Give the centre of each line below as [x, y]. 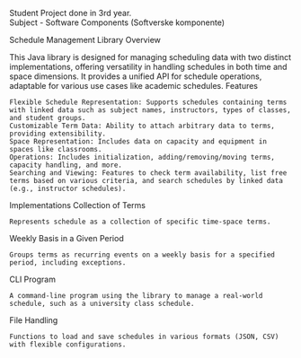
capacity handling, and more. [66, 165]
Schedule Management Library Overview [85, 40]
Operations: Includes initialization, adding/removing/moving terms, [142, 157]
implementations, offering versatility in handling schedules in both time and [148, 67]
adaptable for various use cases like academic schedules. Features [134, 86]
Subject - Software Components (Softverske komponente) [117, 22]
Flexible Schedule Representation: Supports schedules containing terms [148, 102]
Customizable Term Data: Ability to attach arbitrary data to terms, [142, 126]
